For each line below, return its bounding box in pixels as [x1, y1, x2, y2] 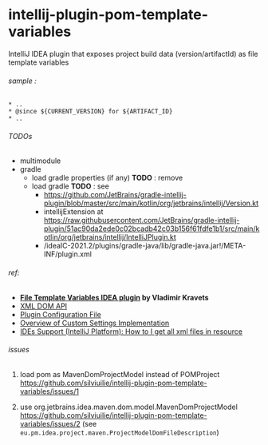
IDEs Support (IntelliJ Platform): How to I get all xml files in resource [19, 326, 243, 336]
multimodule [19, 156, 61, 165]
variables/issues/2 [19, 419, 81, 428]
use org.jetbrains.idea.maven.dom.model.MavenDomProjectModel [19, 402, 238, 411]
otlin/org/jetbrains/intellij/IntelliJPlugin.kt [43, 232, 177, 242]
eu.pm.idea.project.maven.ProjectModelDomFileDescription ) [19, 427, 219, 437]
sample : [8, 76, 37, 85]
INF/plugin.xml [43, 249, 92, 259]
